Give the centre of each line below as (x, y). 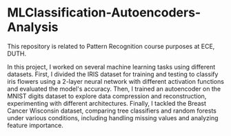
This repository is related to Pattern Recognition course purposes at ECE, (111, 46)
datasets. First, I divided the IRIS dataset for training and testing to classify (113, 74)
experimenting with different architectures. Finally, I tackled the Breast (107, 103)
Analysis (33, 27)
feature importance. (36, 125)
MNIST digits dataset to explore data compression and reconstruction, (107, 96)
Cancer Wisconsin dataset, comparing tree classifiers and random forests (112, 111)
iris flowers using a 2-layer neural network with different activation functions (115, 81)
